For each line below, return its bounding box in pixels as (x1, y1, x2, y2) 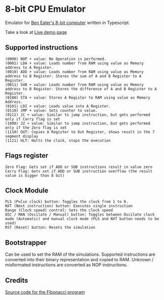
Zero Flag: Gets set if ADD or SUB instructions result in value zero (5, 164, 153, 169)
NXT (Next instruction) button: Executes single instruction (5, 204, 133, 209)
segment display (5, 134, 38, 138)
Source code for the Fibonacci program (5, 289, 85, 295)
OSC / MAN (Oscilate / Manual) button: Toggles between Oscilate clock (5, 212, 155, 217)
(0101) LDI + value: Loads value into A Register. (5, 104, 111, 109)
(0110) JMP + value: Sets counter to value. (5, 108, 98, 113)
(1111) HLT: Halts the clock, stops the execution (5, 138, 111, 143)
